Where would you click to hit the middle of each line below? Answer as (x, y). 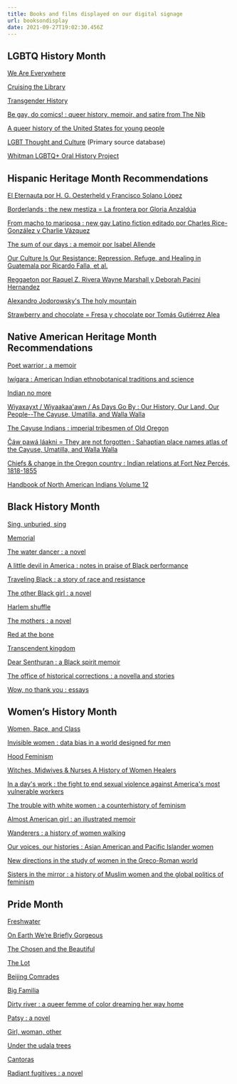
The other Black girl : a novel (49, 593)
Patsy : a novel (29, 1018)
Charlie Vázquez (66, 231)
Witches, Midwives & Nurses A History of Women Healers (92, 770)
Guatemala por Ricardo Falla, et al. (58, 265)
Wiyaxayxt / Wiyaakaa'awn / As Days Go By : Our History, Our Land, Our (113, 406)
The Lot (19, 963)
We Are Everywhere (37, 73)
